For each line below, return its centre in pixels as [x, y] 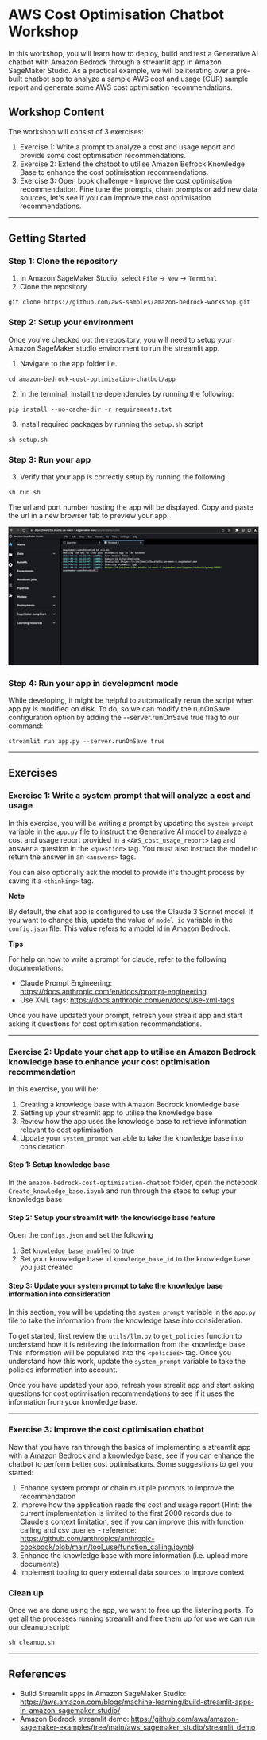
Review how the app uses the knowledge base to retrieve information [133, 1121]
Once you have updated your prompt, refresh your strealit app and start [125, 1015]
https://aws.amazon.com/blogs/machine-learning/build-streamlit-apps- [137, 1702]
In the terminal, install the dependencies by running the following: [127, 393]
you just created [46, 1267]
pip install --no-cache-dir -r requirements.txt [90, 409]
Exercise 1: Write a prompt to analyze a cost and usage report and [128, 147]
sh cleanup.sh [32, 1643]
